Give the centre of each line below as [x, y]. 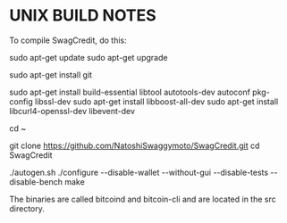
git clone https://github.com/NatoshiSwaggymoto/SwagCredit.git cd [135, 145]
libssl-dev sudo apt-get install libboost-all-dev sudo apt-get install [156, 101]
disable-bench [36, 182]
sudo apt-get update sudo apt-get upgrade [89, 57]
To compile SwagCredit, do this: [68, 40]
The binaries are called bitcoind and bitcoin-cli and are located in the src [143, 199]
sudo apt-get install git [51, 74]
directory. [27, 208]
